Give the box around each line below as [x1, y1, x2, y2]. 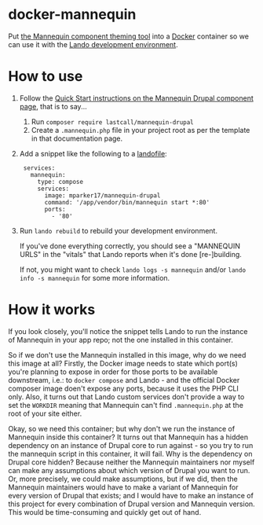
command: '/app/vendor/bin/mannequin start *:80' [44, 198, 210, 206]
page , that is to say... [19, 101, 88, 111]
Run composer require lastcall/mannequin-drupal [31, 116, 194, 127]
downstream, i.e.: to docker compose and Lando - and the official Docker [8, 375, 240, 384]
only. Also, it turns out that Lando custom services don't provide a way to [8, 391, 245, 402]
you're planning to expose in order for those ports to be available [8, 367, 218, 376]
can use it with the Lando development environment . [8, 39, 178, 49]
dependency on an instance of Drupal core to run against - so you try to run [8, 440, 254, 450]
